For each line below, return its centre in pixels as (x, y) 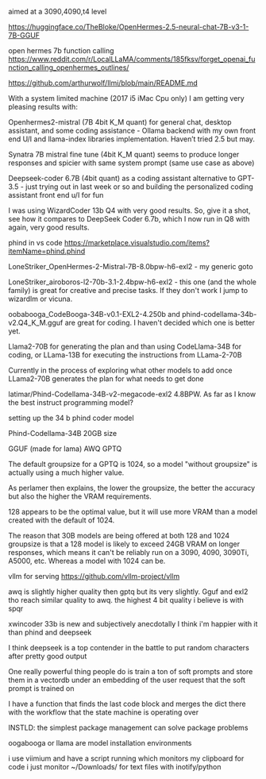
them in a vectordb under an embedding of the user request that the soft (127, 680)
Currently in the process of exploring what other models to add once (120, 370)
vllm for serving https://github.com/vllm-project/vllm (94, 576)
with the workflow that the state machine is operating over (104, 712)
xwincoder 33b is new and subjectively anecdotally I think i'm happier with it (133, 624)
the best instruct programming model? (71, 403)
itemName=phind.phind (47, 251)
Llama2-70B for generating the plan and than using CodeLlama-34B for (125, 346)
